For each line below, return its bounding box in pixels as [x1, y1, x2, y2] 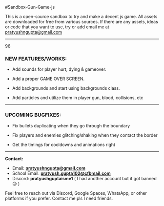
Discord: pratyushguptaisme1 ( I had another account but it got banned [12, 175, 157, 181]
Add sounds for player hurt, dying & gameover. [12, 66, 106, 72]
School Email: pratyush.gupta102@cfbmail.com [12, 170, 111, 176]
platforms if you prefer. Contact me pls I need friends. [5, 195, 113, 201]
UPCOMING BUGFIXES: [5, 112, 61, 119]
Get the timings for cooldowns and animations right [12, 142, 116, 147]
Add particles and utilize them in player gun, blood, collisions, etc [12, 95, 143, 101]
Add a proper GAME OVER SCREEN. [12, 76, 84, 82]
